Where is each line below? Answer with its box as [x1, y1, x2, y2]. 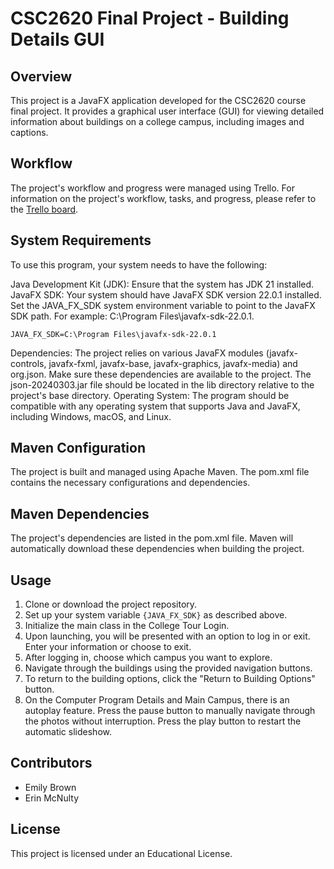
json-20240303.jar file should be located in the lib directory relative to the [10, 378, 315, 391]
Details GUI [10, 28, 105, 51]
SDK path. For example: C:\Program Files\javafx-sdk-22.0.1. [10, 310, 255, 322]
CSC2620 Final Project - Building [10, 7, 290, 30]
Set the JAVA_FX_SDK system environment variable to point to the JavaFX [10, 299, 316, 311]
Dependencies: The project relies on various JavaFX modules [10, 347, 264, 359]
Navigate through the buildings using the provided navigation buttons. [24, 662, 313, 674]
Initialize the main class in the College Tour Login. [24, 620, 230, 632]
